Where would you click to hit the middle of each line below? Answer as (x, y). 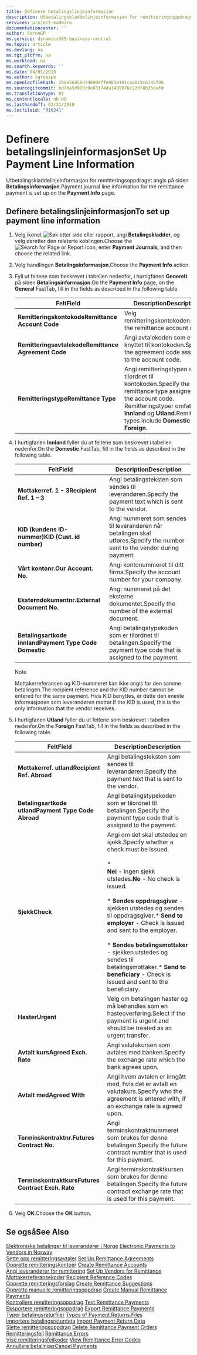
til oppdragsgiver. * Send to (145, 915)
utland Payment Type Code (55, 811)
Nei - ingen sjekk (131, 871)
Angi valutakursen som (139, 1045)
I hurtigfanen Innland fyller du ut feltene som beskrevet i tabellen (93, 442)
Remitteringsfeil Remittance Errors (47, 1333)
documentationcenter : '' (36, 28)
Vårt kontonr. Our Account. (55, 568)
